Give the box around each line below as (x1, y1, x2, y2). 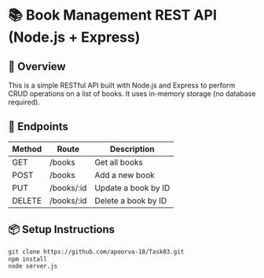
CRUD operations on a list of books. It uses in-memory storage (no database (8, 89, 256, 98)
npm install (8, 255, 47, 263)
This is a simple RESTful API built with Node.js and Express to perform (8, 80, 236, 90)
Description (109, 143, 155, 154)
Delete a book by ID (93, 195, 167, 206)
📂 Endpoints (8, 120, 69, 134)
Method (12, 143, 42, 154)
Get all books (93, 157, 143, 168)
